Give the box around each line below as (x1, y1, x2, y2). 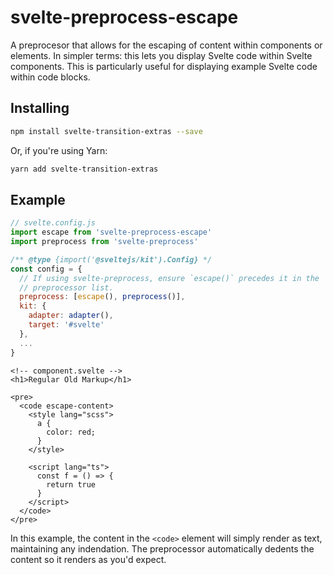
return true (46, 479, 97, 490)
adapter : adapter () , (28, 311, 114, 321)
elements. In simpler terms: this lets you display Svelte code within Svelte (10, 49, 313, 61)
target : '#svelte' (28, 320, 105, 330)
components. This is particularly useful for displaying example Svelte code (10, 60, 318, 72)
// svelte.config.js (10, 218, 97, 228)
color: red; (46, 427, 97, 437)
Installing (10, 100, 70, 117)
